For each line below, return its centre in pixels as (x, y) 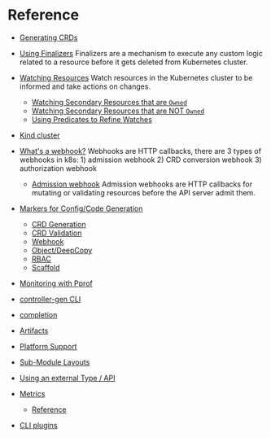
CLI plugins (38, 425)
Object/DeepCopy (62, 250)
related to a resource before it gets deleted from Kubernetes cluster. (133, 62)
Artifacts (34, 331)
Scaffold (46, 267)
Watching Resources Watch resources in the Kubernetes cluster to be (136, 77)
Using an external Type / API (67, 378)
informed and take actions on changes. (85, 86)
